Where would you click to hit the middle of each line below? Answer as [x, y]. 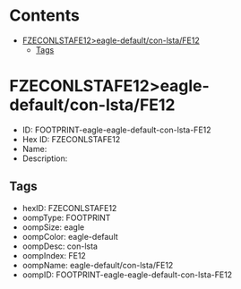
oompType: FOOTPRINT [66, 217]
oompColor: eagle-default [70, 236]
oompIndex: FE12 [54, 255]
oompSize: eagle [53, 227]
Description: [45, 158]
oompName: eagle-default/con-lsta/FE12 [98, 265]
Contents [45, 16]
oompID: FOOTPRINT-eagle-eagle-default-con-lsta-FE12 [127, 275]
